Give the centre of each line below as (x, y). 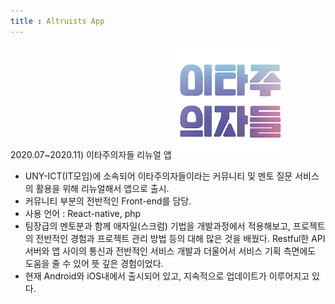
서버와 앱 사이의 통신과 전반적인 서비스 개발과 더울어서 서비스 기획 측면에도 (170, 251)
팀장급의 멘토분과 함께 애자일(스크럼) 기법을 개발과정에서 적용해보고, (158, 226)
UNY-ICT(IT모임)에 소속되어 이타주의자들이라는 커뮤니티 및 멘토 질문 (158, 176)
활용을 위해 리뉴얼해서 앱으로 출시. (102, 188)
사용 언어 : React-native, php (83, 213)
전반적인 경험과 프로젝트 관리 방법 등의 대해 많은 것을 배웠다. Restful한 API (180, 238)
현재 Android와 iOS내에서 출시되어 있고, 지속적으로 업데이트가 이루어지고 (167, 276)
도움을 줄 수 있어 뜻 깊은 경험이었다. (94, 263)
